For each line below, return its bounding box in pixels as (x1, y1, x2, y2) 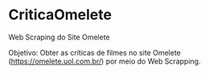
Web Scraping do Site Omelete (8, 32, 110, 42)
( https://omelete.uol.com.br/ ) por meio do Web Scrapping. (8, 56, 201, 66)
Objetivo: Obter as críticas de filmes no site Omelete (8, 47, 181, 57)
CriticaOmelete (8, 6, 113, 24)
